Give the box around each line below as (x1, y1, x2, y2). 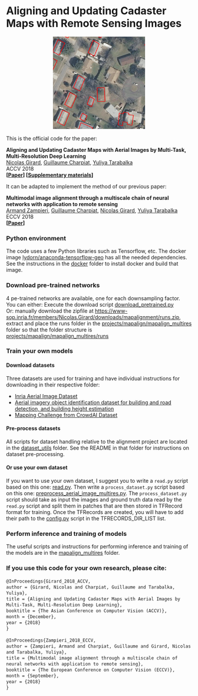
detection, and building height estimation (14, 405, 114, 412)
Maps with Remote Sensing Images (6, 17, 182, 30)
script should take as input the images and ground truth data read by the (6, 496, 182, 503)
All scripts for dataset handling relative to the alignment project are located (6, 438, 187, 445)
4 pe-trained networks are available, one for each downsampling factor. (6, 294, 181, 302)
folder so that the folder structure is (6, 326, 93, 333)
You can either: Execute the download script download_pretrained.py (6, 301, 174, 308)
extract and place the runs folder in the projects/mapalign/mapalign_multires (6, 320, 192, 327)
